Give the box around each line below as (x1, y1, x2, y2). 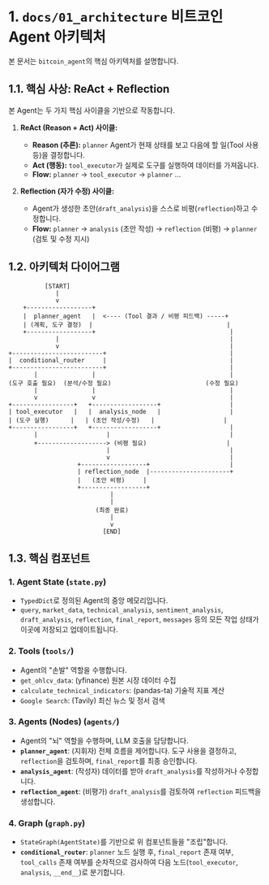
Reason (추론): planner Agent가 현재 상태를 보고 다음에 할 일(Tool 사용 (32, 140, 259, 150)
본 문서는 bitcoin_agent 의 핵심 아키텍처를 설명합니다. (8, 56, 179, 66)
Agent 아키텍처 (8, 28, 106, 46)
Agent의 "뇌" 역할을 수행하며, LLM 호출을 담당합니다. (19, 735, 189, 745)
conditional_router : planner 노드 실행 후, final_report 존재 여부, (19, 847, 234, 857)
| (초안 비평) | (77, 476, 147, 484)
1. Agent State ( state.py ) (8, 576, 107, 588)
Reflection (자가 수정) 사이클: (19, 186, 115, 196)
